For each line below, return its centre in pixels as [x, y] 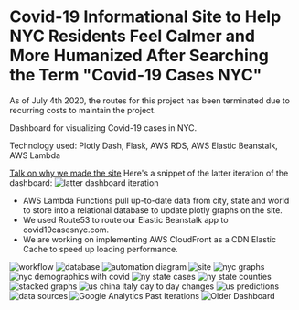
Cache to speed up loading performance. [100, 249]
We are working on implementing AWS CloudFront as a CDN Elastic [149, 239]
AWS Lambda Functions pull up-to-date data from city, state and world [156, 200]
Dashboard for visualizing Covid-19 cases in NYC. [103, 128]
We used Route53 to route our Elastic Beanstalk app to [125, 219]
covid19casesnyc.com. [66, 230]
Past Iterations [172, 295]
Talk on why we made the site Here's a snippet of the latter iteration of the [149, 173]
